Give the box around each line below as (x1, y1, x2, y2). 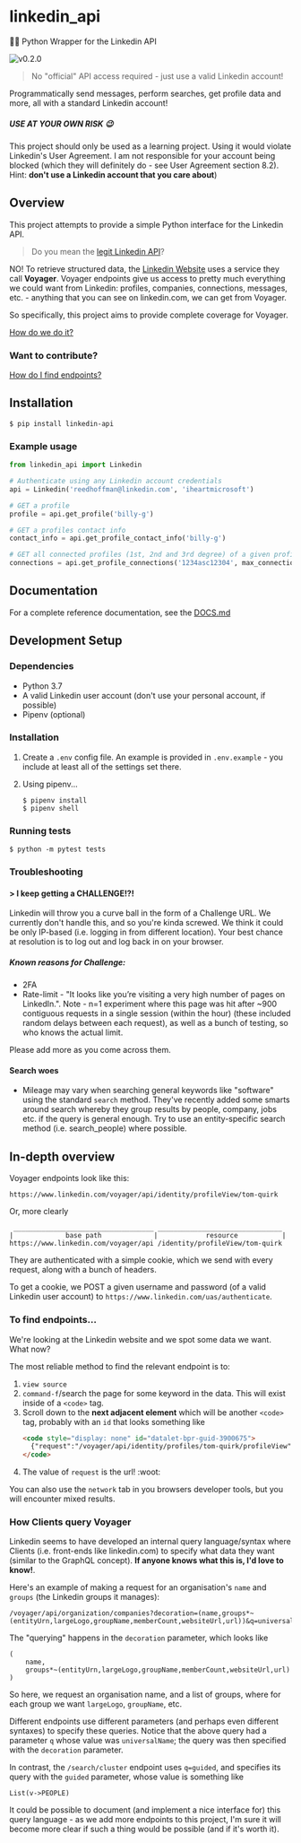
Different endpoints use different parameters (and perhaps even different (9, 1716, 279, 1727)
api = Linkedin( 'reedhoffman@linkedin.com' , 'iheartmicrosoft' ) (9, 484, 254, 494)
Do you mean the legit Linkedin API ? (30, 246, 165, 256)
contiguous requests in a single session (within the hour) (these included (21, 1008, 291, 1019)
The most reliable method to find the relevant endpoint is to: (9, 1361, 230, 1371)
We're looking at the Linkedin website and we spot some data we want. (9, 1334, 271, 1344)
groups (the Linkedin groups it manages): (9, 1592, 159, 1603)
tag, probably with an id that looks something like (21, 1416, 206, 1427)
